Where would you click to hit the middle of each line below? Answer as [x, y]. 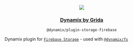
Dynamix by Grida [82, 20]
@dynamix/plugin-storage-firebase [82, 30]
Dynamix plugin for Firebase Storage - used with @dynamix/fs [66, 39]
